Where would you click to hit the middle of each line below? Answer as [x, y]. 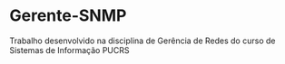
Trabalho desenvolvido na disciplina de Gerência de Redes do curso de [142, 41]
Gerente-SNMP [68, 16]
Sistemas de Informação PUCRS [69, 50]
